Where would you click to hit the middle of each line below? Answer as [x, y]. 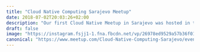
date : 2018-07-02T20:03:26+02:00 [48, 17]
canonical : [20, 39]
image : [14, 34]
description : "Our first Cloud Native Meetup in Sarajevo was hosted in [98, 23]
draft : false [22, 28]
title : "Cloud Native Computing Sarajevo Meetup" [69, 12]
